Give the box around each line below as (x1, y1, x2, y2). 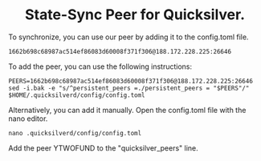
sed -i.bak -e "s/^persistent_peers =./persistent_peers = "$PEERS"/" (8, 84, 250, 92)
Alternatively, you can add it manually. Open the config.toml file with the (8, 105, 247, 115)
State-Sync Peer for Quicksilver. (24, 6, 246, 24)
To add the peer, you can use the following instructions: (8, 62, 193, 71)
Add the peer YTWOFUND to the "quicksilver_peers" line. (8, 143, 198, 153)
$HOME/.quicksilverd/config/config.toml (8, 91, 146, 99)
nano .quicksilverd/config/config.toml (8, 129, 142, 137)
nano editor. (8, 114, 48, 123)
